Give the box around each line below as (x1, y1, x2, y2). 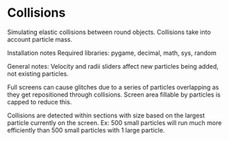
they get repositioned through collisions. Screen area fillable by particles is (7, 90, 221, 99)
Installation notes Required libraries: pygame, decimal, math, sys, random (7, 49, 217, 57)
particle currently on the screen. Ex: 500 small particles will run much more (7, 118, 222, 126)
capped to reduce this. (7, 97, 72, 106)
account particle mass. (7, 35, 73, 43)
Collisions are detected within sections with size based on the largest (7, 111, 205, 119)
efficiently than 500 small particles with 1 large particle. (7, 126, 165, 134)
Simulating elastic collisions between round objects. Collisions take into (7, 28, 212, 36)
